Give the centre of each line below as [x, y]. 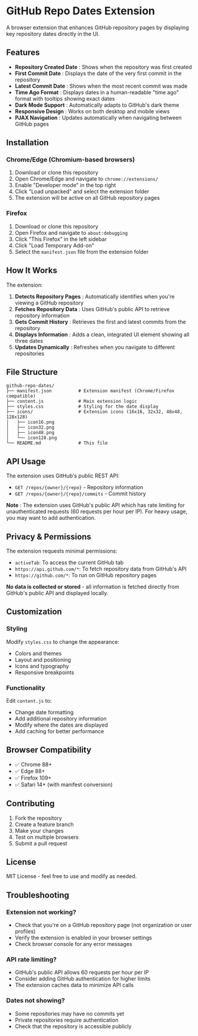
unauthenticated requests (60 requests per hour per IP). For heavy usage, [97, 511]
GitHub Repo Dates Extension [81, 11]
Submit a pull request [41, 843]
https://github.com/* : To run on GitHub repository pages [86, 575]
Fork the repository [38, 818]
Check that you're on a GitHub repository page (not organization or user [103, 925]
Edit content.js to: [29, 700]
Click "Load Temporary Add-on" [54, 245]
